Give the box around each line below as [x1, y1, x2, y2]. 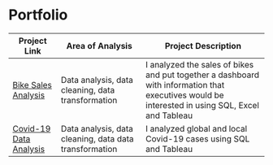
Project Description [164, 40, 242, 51]
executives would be [145, 89, 225, 101]
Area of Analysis [66, 40, 132, 51]
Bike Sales [12, 79, 53, 90]
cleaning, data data [60, 132, 134, 144]
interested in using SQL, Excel [145, 99, 260, 111]
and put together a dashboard [145, 69, 260, 80]
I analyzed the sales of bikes [145, 59, 254, 70]
